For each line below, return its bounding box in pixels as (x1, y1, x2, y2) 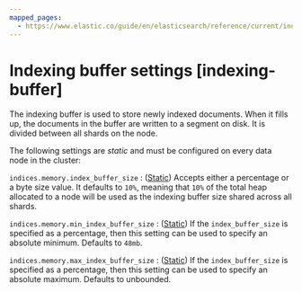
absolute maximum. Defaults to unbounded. (9, 274, 172, 285)
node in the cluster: (9, 155, 81, 166)
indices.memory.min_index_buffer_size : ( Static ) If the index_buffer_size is (9, 218, 289, 229)
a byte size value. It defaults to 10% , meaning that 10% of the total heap (9, 181, 268, 193)
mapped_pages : (9, 13, 63, 22)
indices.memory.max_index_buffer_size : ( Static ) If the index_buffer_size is (9, 255, 289, 266)
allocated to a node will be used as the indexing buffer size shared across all (9, 191, 292, 202)
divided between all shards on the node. (9, 128, 158, 139)
